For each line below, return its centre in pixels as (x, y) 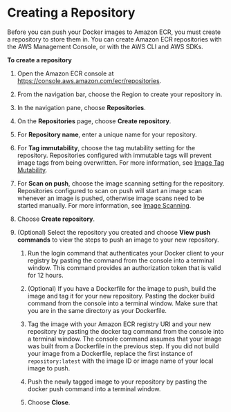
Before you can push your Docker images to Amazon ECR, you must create (114, 32)
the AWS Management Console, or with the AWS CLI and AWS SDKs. (105, 46)
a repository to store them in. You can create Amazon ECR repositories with (115, 39)
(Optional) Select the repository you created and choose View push (114, 232)
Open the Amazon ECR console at (65, 73)
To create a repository (40, 60)
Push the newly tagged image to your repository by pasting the (117, 382)
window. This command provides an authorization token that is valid (124, 267)
